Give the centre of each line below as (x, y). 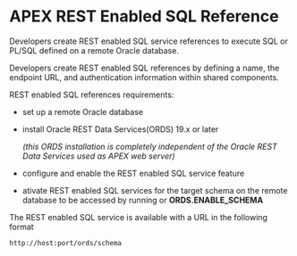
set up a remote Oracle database (83, 111)
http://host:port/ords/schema (66, 243)
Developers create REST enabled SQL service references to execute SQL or (149, 41)
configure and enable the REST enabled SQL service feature (133, 173)
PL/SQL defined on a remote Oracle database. (94, 50)
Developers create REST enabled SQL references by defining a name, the (144, 68)
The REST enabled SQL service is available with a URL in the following (139, 217)
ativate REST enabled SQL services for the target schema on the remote (155, 190)
